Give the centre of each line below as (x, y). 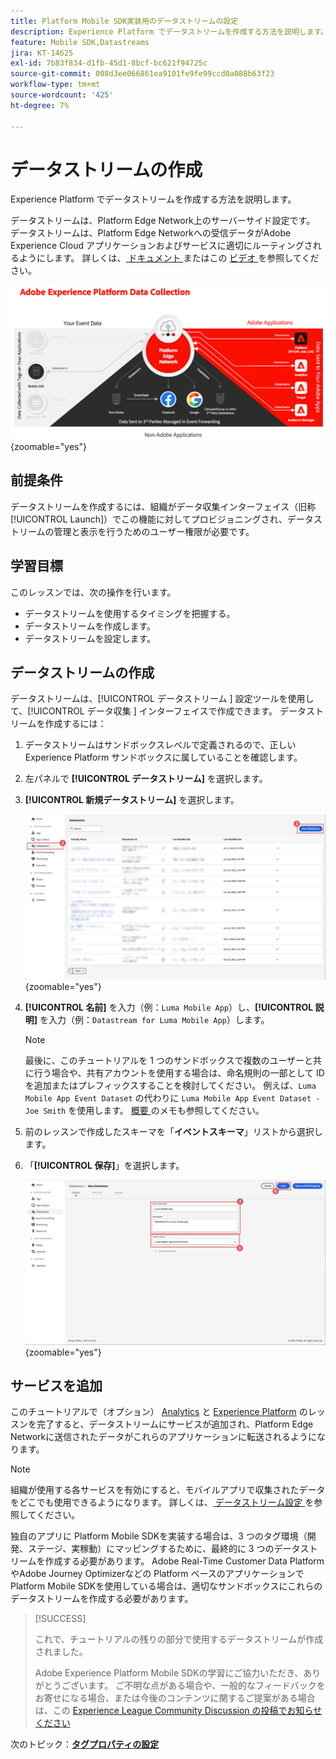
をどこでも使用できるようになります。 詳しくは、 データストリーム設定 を (162, 1502)
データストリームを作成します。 (90, 626)
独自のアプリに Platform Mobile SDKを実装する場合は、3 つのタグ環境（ (159, 1536)
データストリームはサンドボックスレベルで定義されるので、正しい (160, 745)
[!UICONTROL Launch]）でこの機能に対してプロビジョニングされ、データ (162, 519)
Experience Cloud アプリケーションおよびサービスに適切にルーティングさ (161, 246)
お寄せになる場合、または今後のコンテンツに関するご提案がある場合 (175, 1698)
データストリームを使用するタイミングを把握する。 (130, 613)
